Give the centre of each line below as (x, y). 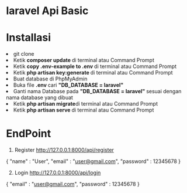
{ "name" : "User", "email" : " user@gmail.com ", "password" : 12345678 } (93, 161)
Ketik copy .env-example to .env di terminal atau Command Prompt (95, 66)
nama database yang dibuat (39, 97)
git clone (24, 54)
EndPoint (29, 134)
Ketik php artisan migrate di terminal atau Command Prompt (86, 104)
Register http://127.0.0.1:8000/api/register (64, 150)
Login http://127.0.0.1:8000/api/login (58, 173)
